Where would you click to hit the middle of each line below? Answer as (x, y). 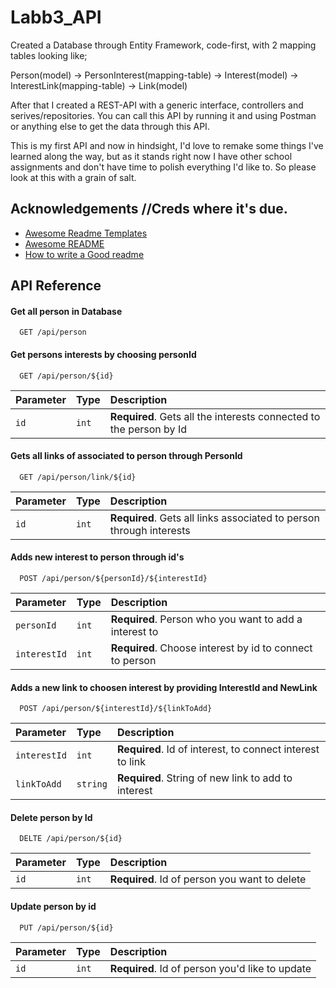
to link (131, 762)
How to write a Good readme (84, 254)
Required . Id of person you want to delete (208, 879)
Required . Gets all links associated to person (214, 518)
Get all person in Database (66, 311)
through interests (150, 530)
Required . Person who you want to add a (206, 619)
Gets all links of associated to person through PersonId (126, 456)
